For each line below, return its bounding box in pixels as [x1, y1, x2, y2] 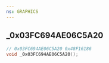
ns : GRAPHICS [6, 8, 39, 15]
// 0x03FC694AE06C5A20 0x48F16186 [6, 46, 92, 52]
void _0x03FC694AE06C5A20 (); [6, 51, 79, 58]
